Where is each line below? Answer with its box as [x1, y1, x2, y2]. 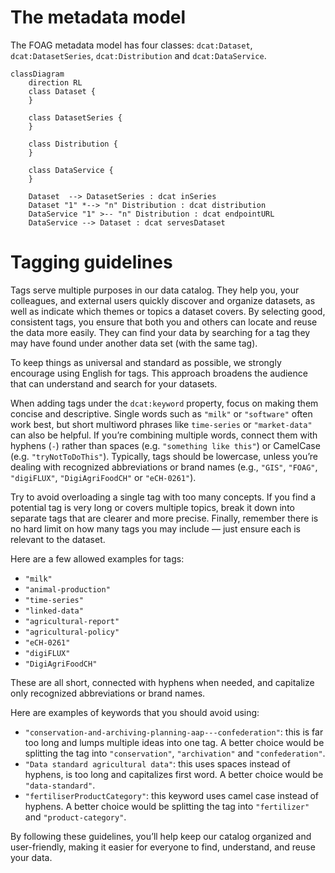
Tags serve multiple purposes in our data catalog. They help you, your [10, 284, 300, 296]
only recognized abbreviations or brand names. [10, 687, 206, 699]
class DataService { [28, 165, 114, 175]
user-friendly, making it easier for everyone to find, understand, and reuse [10, 841, 316, 853]
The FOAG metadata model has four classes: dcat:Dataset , [10, 39, 253, 51]
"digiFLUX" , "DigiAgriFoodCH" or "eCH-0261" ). [10, 471, 197, 483]
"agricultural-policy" [24, 627, 120, 637]
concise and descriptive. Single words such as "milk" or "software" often [10, 407, 313, 420]
